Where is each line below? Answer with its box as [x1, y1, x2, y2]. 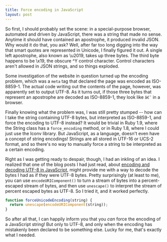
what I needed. [5, 232, 36, 238]
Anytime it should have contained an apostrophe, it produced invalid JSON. [5, 36, 160, 43]
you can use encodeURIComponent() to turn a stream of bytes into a [5, 177, 141, 183]
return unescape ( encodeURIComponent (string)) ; [9, 202, 108, 207]
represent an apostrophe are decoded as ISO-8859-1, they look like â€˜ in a [5, 94, 161, 100]
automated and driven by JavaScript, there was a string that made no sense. [5, 31, 162, 37]
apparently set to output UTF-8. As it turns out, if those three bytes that [5, 89, 152, 95]
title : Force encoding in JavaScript [5, 7, 84, 13]
